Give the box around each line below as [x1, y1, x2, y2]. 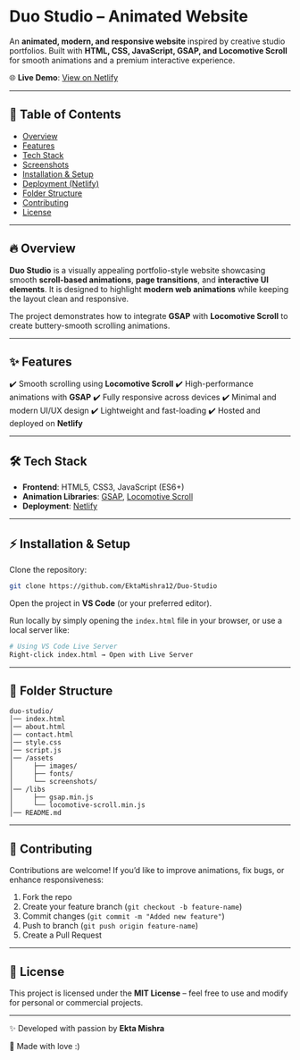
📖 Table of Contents [9, 107, 121, 122]
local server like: [9, 624, 70, 635]
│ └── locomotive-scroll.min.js [9, 801, 146, 810]
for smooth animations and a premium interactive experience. [9, 55, 236, 65]
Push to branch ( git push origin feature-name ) [21, 921, 199, 931]
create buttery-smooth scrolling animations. [9, 320, 171, 331]
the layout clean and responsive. [9, 293, 129, 304]
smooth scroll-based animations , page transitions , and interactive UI [9, 274, 270, 285]
